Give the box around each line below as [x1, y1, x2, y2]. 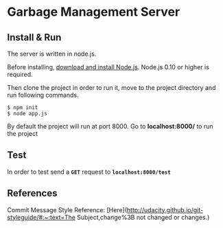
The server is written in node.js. [7, 49, 97, 58]
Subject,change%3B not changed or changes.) [76, 213, 210, 221]
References [7, 187, 58, 199]
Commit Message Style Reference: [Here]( [7, 205, 128, 214]
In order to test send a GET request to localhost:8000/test [7, 168, 172, 176]
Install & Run [7, 32, 62, 43]
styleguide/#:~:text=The [7, 213, 75, 221]
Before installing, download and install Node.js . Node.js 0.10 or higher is [7, 63, 209, 71]
